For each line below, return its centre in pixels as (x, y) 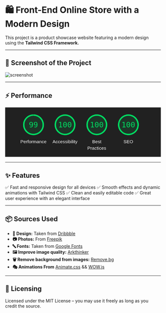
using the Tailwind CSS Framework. (42, 42)
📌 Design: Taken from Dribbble (44, 234)
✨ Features (22, 176)
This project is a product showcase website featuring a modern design (77, 38)
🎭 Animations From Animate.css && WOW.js (58, 267)
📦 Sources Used (32, 219)
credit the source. (23, 306)
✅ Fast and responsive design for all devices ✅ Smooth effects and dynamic (83, 187)
